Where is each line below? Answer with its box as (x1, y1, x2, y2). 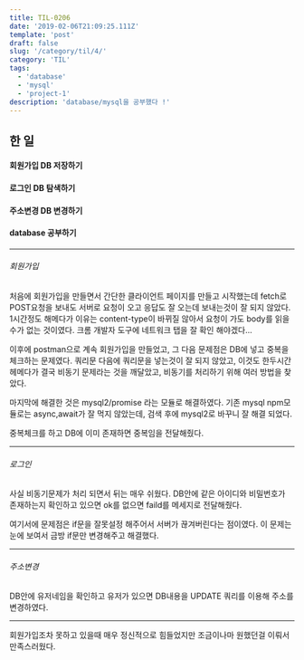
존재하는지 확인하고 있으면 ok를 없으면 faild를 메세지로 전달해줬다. (9, 500, 242, 511)
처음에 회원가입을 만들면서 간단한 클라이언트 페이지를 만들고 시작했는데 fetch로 (9, 291, 288, 301)
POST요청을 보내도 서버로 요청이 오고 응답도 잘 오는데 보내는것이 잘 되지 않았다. (9, 301, 291, 312)
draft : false (9, 38, 59, 48)
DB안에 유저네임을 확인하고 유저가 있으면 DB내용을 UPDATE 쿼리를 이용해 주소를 (9, 590, 294, 602)
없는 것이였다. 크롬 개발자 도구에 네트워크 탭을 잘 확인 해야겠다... (25, 324, 253, 335)
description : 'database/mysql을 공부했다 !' (9, 97, 170, 107)
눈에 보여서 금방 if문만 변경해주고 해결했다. (9, 531, 160, 541)
